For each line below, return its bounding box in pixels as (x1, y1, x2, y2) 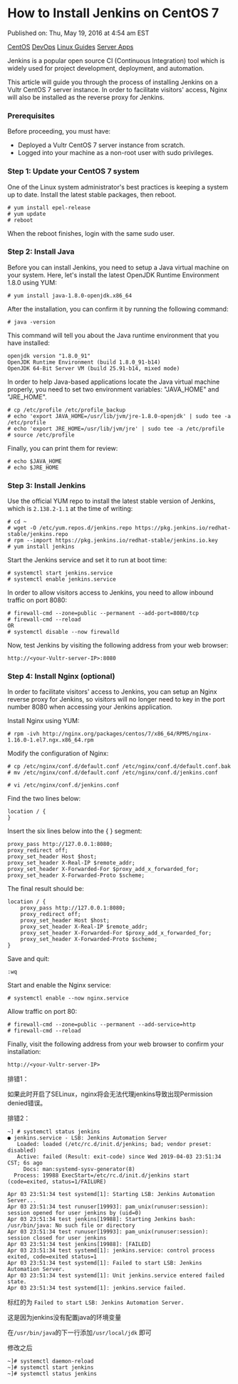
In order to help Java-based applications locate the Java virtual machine (7, 377, 220, 386)
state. (7, 1278, 27, 1285)
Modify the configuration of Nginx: (7, 749, 109, 758)
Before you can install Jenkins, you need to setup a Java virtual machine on (7, 263, 229, 272)
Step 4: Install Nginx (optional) (7, 672, 115, 682)
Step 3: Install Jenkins (7, 480, 86, 490)
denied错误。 (7, 1099, 47, 1107)
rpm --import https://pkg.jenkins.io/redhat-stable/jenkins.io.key (14, 537, 219, 544)
